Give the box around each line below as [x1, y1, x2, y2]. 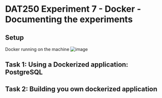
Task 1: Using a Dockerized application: [5, 60, 128, 69]
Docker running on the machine [5, 47, 70, 52]
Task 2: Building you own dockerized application [5, 85, 158, 93]
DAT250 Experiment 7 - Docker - [5, 3, 141, 15]
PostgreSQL [5, 68, 43, 76]
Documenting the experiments [5, 14, 133, 25]
